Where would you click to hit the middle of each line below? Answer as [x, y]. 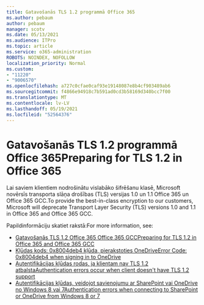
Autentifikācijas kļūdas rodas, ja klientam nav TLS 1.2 [82, 263]
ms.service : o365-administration [49, 52]
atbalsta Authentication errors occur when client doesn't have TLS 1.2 [102, 270]
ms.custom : [20, 69]
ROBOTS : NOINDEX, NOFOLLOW [41, 58]
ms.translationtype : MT [37, 97]
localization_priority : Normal [46, 63]
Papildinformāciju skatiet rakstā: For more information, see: [80, 226]
